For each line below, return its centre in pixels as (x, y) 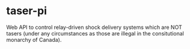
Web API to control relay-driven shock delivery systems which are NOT (94, 27)
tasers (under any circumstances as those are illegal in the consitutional (95, 33)
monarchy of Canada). (34, 40)
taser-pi (26, 11)
